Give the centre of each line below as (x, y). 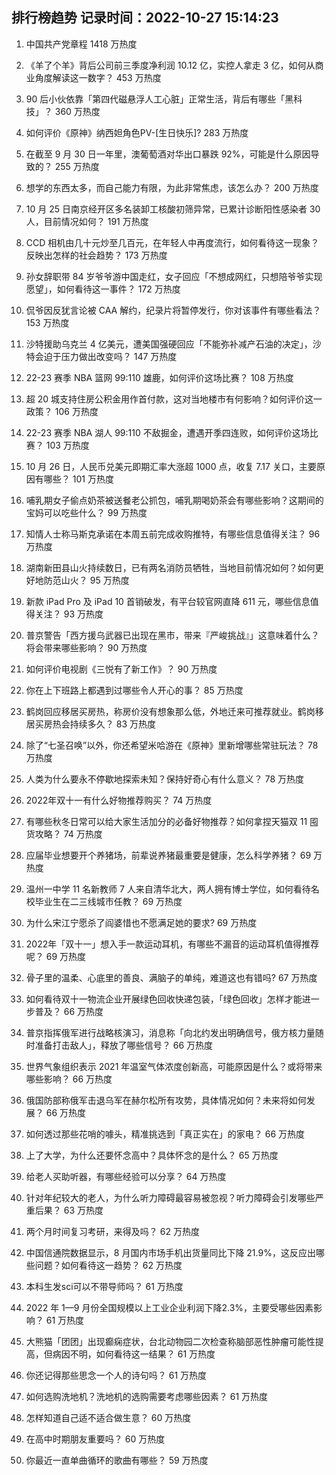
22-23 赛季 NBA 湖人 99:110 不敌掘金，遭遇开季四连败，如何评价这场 (167, 432)
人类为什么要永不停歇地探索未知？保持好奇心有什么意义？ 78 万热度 (165, 779)
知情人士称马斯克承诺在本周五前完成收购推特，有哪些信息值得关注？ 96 (173, 534)
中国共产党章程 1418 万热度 (81, 44)
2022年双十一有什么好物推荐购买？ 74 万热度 (119, 800)
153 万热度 (47, 322)
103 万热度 (67, 445)
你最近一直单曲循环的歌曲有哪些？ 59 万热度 (117, 1460)
